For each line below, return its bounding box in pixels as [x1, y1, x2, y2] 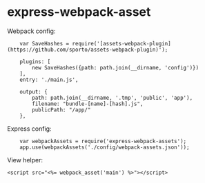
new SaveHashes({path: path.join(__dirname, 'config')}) [32, 64, 199, 71]
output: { [19, 88, 48, 95]
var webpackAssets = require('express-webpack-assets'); [19, 138, 187, 144]
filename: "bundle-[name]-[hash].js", [32, 100, 144, 107]
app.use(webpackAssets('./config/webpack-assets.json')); [19, 144, 190, 151]
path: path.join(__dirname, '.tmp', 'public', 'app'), [32, 94, 193, 101]
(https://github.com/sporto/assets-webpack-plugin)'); [7, 46, 168, 53]
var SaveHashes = [19, 40, 70, 47]
